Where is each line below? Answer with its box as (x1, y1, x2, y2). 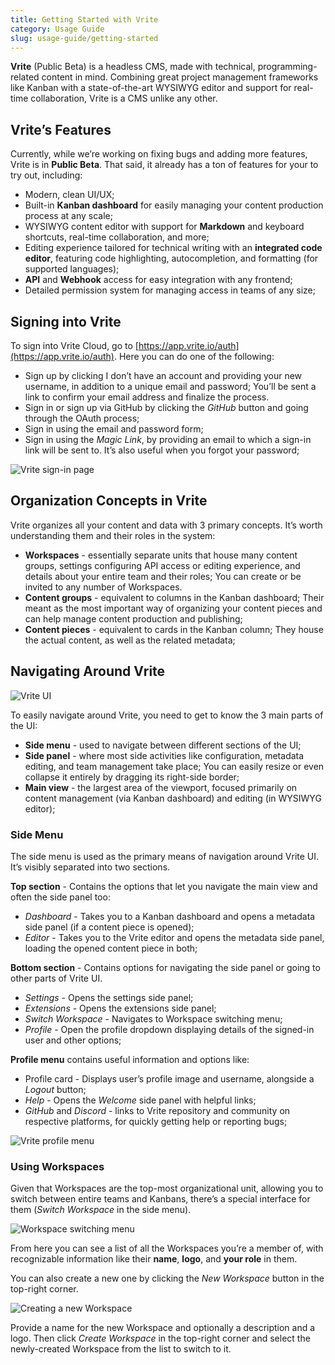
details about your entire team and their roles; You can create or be (24, 570, 302, 582)
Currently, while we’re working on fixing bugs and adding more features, (10, 148, 308, 160)
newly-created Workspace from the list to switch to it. (10, 1343, 232, 1355)
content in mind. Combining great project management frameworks (41, 71, 319, 83)
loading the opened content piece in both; (24, 942, 198, 954)
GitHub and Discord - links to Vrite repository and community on (24, 1104, 291, 1116)
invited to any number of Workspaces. (24, 581, 183, 593)
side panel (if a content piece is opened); (24, 921, 195, 933)
